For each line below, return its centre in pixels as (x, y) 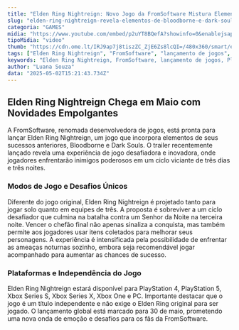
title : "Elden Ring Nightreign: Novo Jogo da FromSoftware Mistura (110, 14)
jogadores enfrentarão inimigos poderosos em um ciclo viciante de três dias (119, 160)
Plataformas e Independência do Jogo (75, 273)
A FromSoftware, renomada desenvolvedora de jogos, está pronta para (111, 130)
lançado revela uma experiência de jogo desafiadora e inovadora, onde (112, 153)
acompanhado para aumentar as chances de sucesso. (87, 254)
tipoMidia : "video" (36, 40)
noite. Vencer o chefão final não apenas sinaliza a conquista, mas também (116, 224)
